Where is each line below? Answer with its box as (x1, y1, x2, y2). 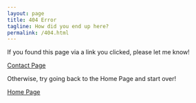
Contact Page (7, 61, 46, 69)
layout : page (7, 10, 45, 17)
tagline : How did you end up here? (7, 23, 109, 30)
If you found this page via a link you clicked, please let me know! (7, 48, 190, 56)
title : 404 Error (7, 16, 57, 23)
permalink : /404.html (7, 29, 69, 36)
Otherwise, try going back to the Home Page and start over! (7, 75, 177, 83)
